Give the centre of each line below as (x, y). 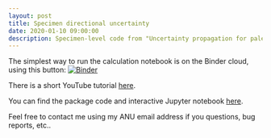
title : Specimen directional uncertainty (79, 23)
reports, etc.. (30, 125)
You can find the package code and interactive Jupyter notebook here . (126, 101)
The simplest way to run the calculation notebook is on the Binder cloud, (129, 61)
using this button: (38, 70)
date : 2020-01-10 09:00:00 (54, 31)
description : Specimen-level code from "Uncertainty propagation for (128, 38)
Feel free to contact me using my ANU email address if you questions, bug (132, 117)
